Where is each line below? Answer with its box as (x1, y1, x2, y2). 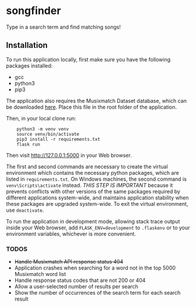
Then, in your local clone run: (6, 115, 76, 122)
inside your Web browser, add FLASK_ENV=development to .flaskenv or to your (6, 224, 190, 231)
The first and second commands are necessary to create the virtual (6, 163, 168, 170)
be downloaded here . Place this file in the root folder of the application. (6, 104, 177, 111)
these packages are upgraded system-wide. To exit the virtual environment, (6, 200, 188, 207)
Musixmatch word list (14, 271, 66, 278)
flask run (16, 142, 41, 147)
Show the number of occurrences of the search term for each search (14, 289, 181, 296)
